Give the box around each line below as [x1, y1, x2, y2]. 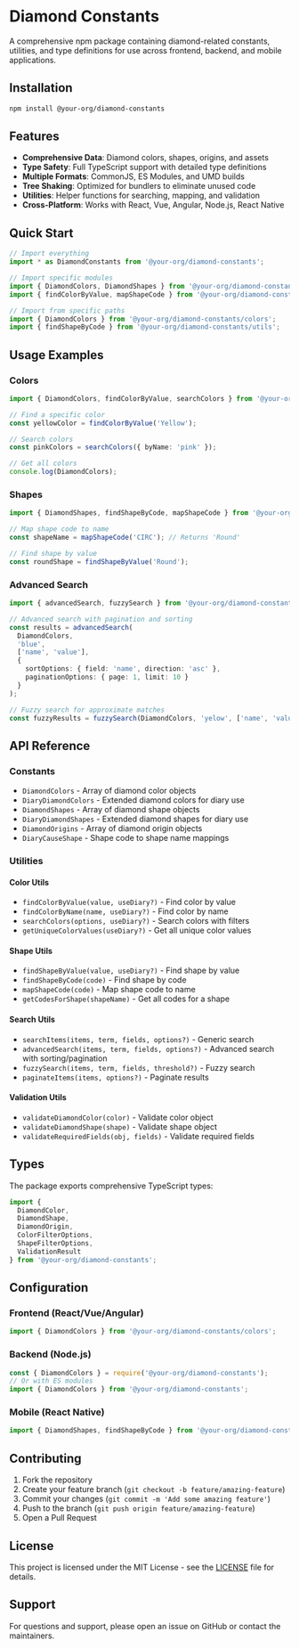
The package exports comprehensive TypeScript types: [9, 1180, 214, 1191]
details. [9, 1570, 36, 1582]
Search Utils [9, 1014, 56, 1025]
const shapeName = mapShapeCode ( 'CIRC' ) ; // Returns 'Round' [9, 533, 241, 543]
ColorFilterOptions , [17, 1231, 93, 1240]
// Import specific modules [9, 273, 114, 282]
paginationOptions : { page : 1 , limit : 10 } [25, 673, 190, 682]
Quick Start [9, 225, 74, 241]
